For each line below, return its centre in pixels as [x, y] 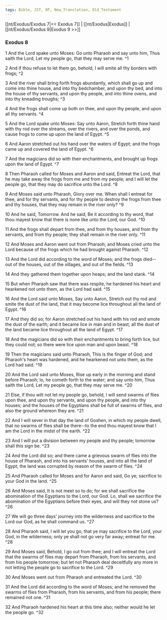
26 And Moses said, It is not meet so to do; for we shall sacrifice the [75, 491]
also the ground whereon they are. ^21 [44, 411]
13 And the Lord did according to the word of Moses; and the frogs [74, 259]
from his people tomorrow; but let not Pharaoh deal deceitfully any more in [82, 562]
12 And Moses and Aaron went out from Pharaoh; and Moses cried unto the [83, 244]
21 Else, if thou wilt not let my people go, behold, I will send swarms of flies [82, 395]
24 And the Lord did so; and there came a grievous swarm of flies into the [81, 455]
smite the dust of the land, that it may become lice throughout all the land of [83, 304]
